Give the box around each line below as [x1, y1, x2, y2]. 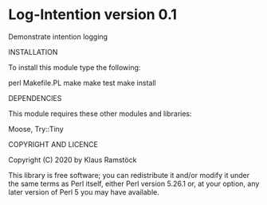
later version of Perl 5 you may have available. [8, 187, 159, 196]
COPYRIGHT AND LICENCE [8, 139, 98, 149]
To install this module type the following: [8, 62, 141, 72]
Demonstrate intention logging [8, 32, 108, 41]
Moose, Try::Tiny [8, 124, 64, 133]
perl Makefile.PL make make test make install [8, 78, 157, 87]
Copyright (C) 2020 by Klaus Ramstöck [8, 155, 137, 164]
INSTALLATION [8, 47, 58, 56]
